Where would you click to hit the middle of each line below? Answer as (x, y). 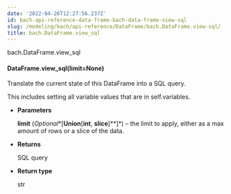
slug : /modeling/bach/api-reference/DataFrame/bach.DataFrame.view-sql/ (114, 26)
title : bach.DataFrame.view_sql (54, 33)
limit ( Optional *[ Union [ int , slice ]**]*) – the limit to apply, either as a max (121, 124)
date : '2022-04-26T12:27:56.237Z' (57, 13)
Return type (35, 171)
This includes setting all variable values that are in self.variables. (99, 97)
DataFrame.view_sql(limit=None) (56, 68)
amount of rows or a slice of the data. (71, 131)
